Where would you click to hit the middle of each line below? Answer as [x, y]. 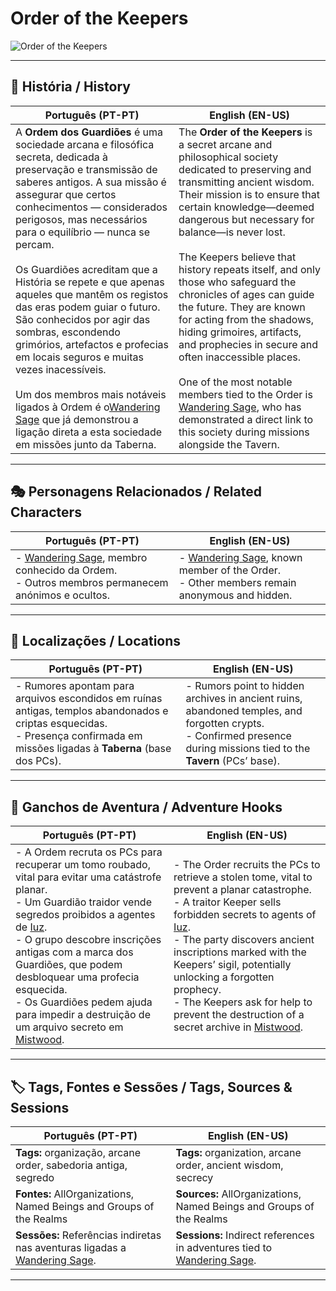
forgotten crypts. [225, 724]
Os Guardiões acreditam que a [86, 269]
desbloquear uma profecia [77, 977]
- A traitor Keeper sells [227, 902]
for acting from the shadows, [246, 319]
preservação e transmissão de [86, 169]
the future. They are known [242, 307]
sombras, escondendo [68, 332]
